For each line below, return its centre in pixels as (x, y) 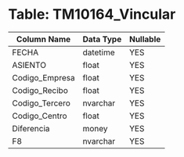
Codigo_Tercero (41, 103)
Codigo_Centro (40, 116)
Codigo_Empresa (44, 77)
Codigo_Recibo (40, 90)
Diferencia (31, 128)
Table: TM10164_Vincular (92, 14)
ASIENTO (29, 65)
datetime (99, 52)
